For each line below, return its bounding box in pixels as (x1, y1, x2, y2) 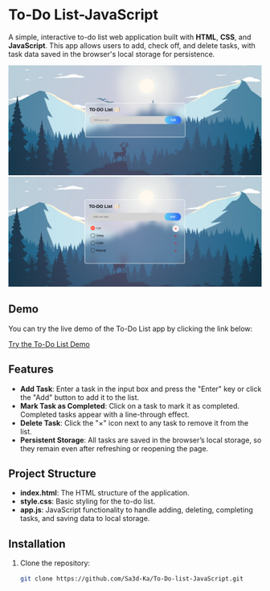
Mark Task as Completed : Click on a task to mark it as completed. (19, 401, 239, 410)
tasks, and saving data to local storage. (19, 514, 150, 524)
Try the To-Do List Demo (8, 339, 90, 348)
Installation (8, 536, 66, 551)
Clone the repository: (19, 558, 91, 568)
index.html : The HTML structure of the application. (19, 488, 190, 498)
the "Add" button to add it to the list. (19, 392, 140, 402)
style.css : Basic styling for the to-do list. (19, 496, 156, 507)
